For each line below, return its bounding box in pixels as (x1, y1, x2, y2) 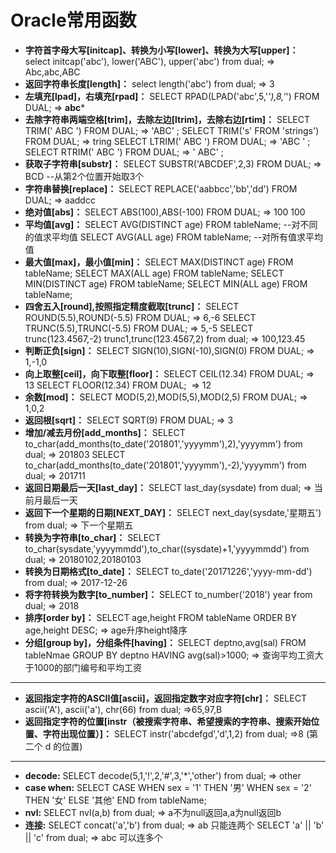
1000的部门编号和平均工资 (33, 661, 142, 673)
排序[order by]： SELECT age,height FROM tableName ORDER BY (24, 611, 298, 623)
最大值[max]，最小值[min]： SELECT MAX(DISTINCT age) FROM (24, 256, 294, 268)
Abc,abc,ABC (24, 66, 81, 78)
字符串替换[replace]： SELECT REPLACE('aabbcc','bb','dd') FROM (24, 182, 298, 195)
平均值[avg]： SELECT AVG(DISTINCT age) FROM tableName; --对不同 (24, 218, 318, 230)
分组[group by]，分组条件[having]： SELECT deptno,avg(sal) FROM (24, 636, 307, 648)
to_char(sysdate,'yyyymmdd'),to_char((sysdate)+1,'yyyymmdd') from (24, 542, 310, 555)
